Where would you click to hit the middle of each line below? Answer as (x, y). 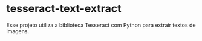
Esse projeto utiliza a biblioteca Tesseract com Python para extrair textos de (101, 25)
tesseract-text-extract (64, 9)
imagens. (18, 31)
